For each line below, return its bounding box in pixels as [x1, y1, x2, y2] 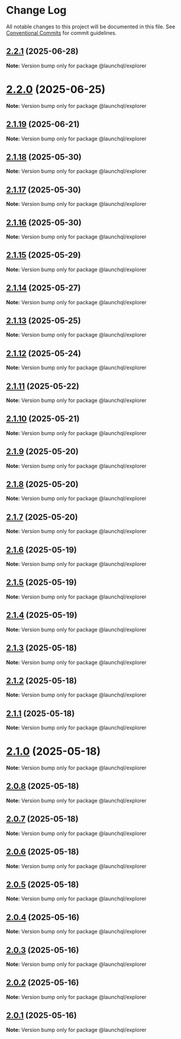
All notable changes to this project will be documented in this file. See [6, 23, 176, 30]
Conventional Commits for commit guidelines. [6, 29, 117, 36]
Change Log [6, 4, 67, 17]
